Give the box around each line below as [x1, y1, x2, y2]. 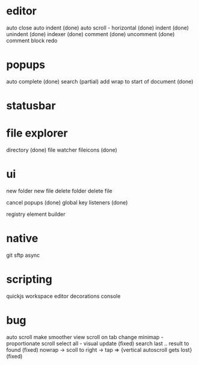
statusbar [6, 99, 56, 112]
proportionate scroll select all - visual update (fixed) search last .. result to [6, 340, 189, 347]
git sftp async [6, 251, 40, 259]
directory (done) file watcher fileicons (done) [6, 146, 117, 153]
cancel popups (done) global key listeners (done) [6, 198, 128, 206]
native [6, 232, 38, 245]
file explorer [6, 126, 68, 140]
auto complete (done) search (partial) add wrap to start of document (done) [6, 78, 194, 85]
